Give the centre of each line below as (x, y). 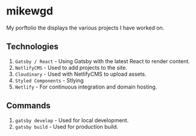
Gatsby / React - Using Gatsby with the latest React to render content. (102, 61)
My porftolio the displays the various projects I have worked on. (85, 28)
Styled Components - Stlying (49, 80)
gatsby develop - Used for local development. (72, 120)
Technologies (33, 47)
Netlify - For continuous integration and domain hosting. (86, 87)
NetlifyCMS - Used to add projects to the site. (71, 67)
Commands (29, 106)
